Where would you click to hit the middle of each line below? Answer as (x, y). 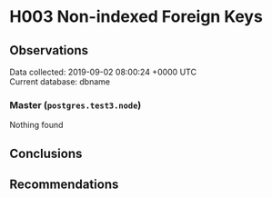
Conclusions (46, 153)
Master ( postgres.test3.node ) (76, 104)
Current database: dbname (60, 82)
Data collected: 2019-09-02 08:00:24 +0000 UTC (103, 72)
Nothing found (36, 125)
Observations (49, 50)
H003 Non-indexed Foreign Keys (136, 17)
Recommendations (64, 185)
